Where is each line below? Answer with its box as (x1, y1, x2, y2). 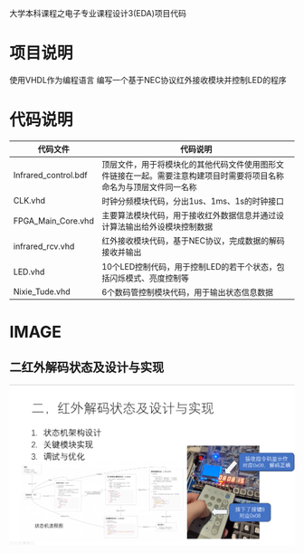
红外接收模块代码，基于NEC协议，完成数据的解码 (101, 235, 285, 246)
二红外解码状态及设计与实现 (9, 359, 165, 375)
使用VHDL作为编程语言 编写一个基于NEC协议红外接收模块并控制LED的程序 (9, 74, 287, 85)
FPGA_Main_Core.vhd (13, 215, 95, 226)
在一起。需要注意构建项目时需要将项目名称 (125, 170, 285, 181)
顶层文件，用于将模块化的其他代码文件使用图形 (101, 158, 277, 169)
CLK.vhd (13, 195, 46, 206)
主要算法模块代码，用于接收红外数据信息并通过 (101, 210, 277, 221)
